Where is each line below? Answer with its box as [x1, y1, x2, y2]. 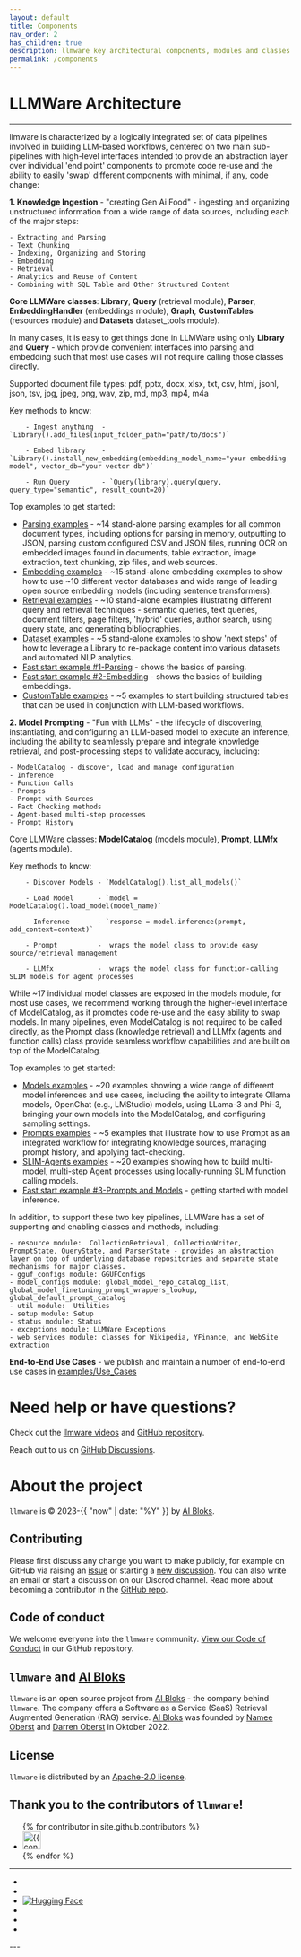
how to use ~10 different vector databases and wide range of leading [21, 575, 278, 586]
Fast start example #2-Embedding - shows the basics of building [21, 670, 262, 682]
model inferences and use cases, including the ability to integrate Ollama [21, 1089, 291, 1100]
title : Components [9, 22, 78, 31]
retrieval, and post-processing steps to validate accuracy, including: [9, 746, 260, 756]
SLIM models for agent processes [9, 972, 134, 981]
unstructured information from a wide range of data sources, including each [9, 205, 289, 216]
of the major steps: [9, 215, 79, 226]
